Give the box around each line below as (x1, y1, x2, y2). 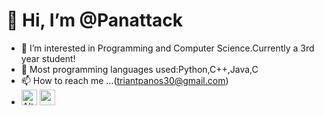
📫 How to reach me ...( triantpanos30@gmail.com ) (20, 74, 229, 86)
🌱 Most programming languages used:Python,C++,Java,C (20, 63, 259, 75)
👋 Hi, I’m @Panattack (6, 9, 184, 32)
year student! (20, 52, 76, 64)
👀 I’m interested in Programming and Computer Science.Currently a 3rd (20, 42, 315, 54)
